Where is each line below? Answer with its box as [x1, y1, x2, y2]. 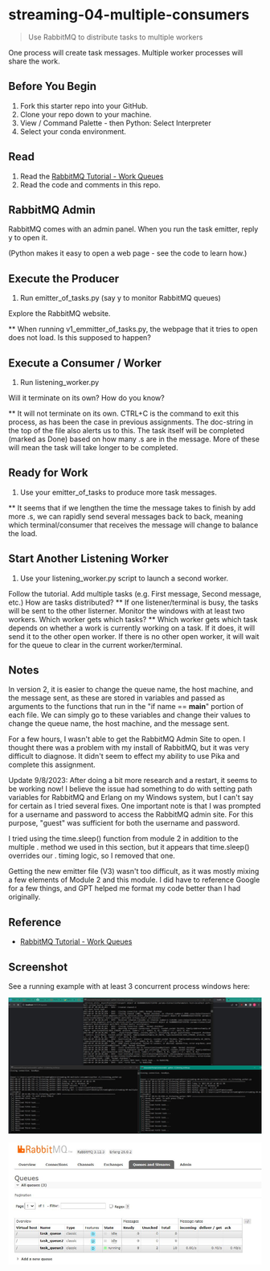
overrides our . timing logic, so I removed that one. [8, 851, 175, 861]
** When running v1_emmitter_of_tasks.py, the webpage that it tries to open [8, 324, 259, 334]
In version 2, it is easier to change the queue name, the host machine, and [8, 685, 254, 695]
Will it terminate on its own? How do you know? [8, 393, 165, 403]
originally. [8, 892, 41, 902]
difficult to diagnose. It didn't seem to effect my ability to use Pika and [8, 752, 240, 761]
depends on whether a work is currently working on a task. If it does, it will [8, 623, 256, 633]
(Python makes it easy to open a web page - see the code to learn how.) [8, 248, 247, 258]
